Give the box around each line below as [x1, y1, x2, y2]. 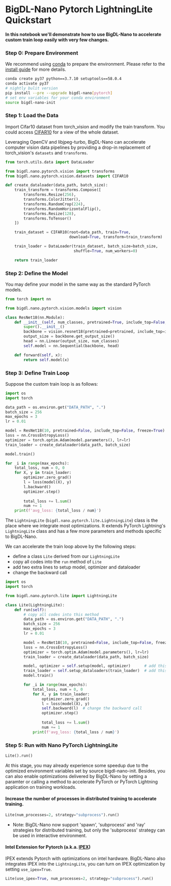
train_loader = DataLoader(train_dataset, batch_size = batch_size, [14, 244, 158, 249]
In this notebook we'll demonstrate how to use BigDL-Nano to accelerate [5, 31, 162, 37]
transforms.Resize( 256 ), [23, 192, 76, 197]
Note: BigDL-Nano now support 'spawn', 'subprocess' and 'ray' [12, 821, 146, 827]
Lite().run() [5, 753, 33, 758]
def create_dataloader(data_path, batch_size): [5, 182, 108, 188]
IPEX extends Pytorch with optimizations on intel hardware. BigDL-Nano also [5, 855, 165, 862]
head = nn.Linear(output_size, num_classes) [23, 339, 120, 344]
